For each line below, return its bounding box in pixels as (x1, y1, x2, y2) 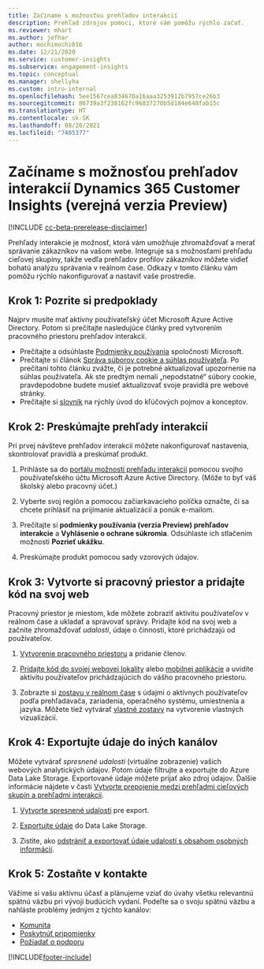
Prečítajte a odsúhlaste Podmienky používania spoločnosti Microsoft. (19, 347, 244, 356)
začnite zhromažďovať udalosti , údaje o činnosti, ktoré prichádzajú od (8, 625, 236, 635)
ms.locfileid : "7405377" (8, 129, 90, 136)
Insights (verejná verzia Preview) (8, 196, 229, 214)
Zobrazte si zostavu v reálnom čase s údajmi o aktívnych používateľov (19, 688, 248, 697)
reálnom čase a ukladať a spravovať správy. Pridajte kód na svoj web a (8, 617, 237, 626)
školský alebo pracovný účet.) (19, 482, 118, 491)
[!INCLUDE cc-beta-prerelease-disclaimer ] (8, 222, 147, 232)
